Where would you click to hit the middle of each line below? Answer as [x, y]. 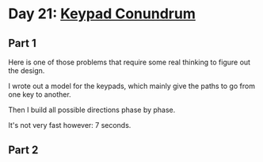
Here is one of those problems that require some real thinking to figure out [130, 62]
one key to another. [40, 94]
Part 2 [23, 150]
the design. [27, 71]
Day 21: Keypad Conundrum [102, 14]
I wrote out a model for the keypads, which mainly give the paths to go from [132, 86]
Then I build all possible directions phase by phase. [92, 110]
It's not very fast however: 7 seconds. [70, 125]
